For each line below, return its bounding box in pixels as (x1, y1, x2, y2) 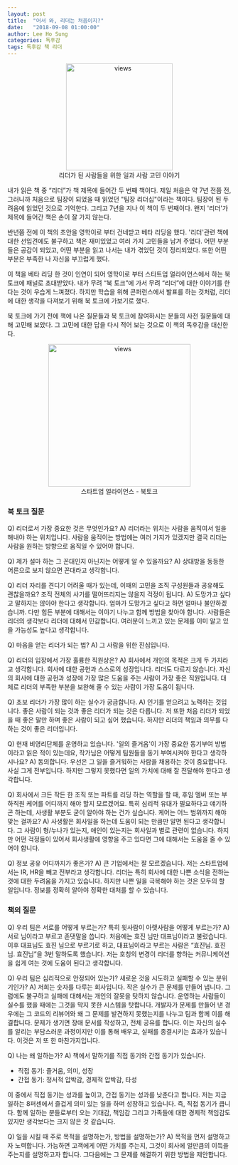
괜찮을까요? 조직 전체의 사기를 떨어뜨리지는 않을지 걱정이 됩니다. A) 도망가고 (7, 590, 218, 599)
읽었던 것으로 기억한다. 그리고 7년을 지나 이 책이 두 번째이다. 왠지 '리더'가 (26, 204, 229, 212)
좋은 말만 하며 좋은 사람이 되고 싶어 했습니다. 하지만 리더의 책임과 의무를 (22, 715, 222, 724)
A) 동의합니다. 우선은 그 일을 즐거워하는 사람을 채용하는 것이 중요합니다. (29, 757, 227, 766)
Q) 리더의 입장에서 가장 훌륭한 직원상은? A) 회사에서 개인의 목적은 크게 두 (7, 656, 210, 665)
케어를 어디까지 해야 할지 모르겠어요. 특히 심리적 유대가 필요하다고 (26, 799, 208, 808)
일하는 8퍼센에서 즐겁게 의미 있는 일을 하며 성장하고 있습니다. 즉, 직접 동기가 (7, 1099, 218, 1108)
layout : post (7, 10, 46, 18)
